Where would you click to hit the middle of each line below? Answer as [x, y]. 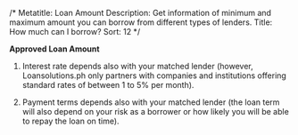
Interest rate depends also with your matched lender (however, [138, 66]
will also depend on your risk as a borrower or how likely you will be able [156, 111]
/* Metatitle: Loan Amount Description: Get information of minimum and [141, 13]
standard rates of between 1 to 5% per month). [108, 85]
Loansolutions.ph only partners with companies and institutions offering [154, 75]
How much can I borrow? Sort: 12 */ [75, 32]
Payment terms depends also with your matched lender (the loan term [151, 102]
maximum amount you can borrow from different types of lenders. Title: [141, 22]
